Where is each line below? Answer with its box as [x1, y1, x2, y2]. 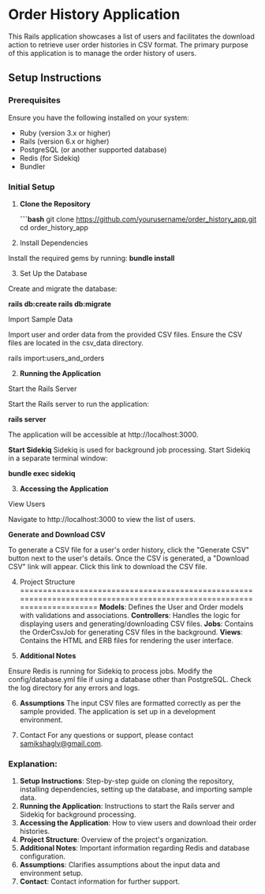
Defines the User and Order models [128, 602, 244, 612]
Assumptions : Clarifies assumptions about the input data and [19, 860, 221, 870]
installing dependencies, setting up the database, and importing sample [19, 784, 252, 794]
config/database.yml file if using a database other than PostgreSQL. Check [8, 674, 252, 684]
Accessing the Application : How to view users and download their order [19, 818, 257, 828]
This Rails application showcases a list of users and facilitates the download [8, 32, 255, 41]
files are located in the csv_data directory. [8, 337, 144, 348]
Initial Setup [8, 181, 55, 192]
